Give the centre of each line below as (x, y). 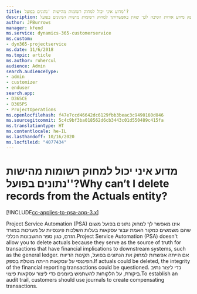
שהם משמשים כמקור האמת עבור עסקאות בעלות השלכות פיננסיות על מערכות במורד (98, 230)
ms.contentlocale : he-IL (36, 131)
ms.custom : (19, 39)
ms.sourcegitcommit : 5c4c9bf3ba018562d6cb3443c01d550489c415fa (85, 121)
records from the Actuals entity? (87, 196)
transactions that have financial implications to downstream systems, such (96, 248)
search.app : (21, 93)
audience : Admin (26, 66)
